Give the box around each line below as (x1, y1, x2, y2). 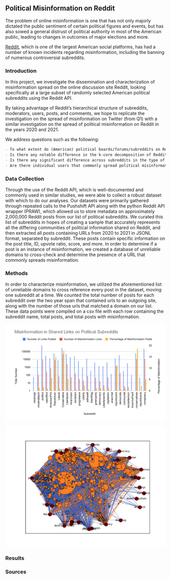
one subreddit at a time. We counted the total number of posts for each (5, 292, 154, 298)
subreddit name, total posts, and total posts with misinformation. (5, 314, 140, 320)
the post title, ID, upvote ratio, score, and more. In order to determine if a (5, 240, 157, 246)
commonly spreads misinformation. (5, 257, 80, 263)
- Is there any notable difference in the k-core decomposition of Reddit (5, 152, 167, 157)
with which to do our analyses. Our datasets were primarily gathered (5, 197, 149, 203)
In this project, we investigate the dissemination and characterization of (5, 79, 155, 85)
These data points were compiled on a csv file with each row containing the (5, 308, 164, 315)
